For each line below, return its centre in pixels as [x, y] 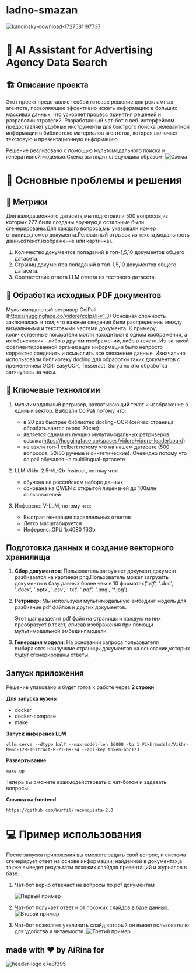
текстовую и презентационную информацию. [63, 139]
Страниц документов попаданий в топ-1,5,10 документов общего [95, 265]
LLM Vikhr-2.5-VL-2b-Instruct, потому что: [66, 470]
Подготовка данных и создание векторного [90, 548]
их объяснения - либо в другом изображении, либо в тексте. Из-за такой [98, 341]
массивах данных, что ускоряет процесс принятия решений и [84, 114]
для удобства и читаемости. [50, 931]
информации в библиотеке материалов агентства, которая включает [92, 133]
